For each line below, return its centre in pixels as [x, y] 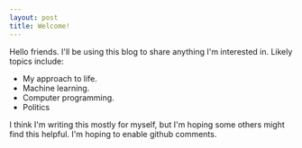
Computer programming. [68, 97]
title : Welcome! [40, 26]
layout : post [34, 17]
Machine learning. [56, 88]
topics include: [37, 61]
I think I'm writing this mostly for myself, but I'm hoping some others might [147, 124]
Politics [36, 107]
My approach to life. [59, 78]
